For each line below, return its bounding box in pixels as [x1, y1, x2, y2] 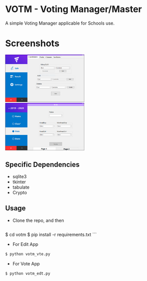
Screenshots [5, 38, 60, 49]
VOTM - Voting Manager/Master [5, 4, 142, 15]
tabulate [12, 184, 30, 190]
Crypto [12, 190, 27, 196]
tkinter [12, 179, 26, 185]
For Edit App [12, 241, 39, 247]
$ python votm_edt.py [5, 271, 51, 276]
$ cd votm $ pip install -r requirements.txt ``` [5, 231, 97, 237]
